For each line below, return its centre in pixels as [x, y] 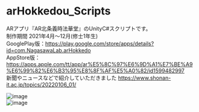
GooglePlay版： [26, 43]
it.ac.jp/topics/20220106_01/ [41, 84]
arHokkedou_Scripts [58, 11]
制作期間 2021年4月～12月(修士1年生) [52, 36]
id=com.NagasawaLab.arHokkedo [49, 50]
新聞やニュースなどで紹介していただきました [62, 78]
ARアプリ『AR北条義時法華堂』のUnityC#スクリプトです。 [79, 28]
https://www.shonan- [144, 78]
